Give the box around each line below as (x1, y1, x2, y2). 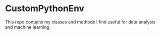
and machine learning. (5, 24, 51, 30)
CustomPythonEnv (5, 3, 85, 14)
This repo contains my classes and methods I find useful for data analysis (5, 19, 156, 25)
